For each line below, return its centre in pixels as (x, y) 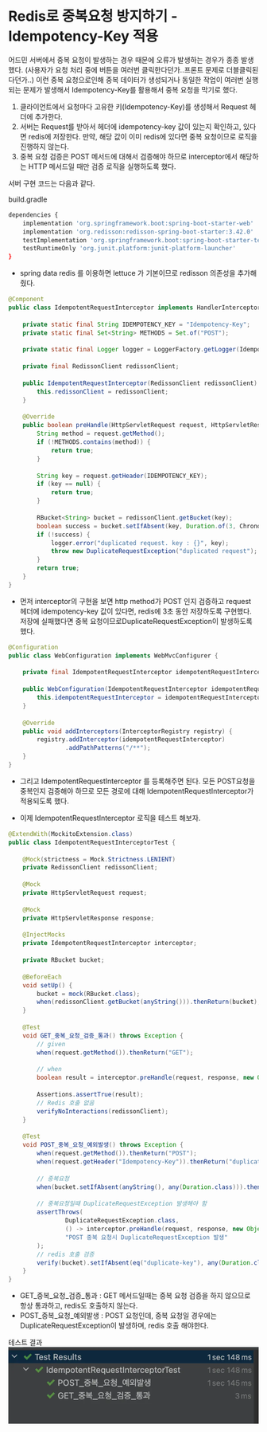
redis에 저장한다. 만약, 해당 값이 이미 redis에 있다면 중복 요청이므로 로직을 (143, 136)
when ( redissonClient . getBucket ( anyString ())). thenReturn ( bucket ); (149, 1002)
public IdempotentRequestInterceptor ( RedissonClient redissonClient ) (140, 383)
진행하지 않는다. (44, 146)
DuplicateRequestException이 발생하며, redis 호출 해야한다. (114, 1326)
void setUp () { (48, 985)
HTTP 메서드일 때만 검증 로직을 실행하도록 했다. (102, 166)
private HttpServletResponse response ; (89, 918)
